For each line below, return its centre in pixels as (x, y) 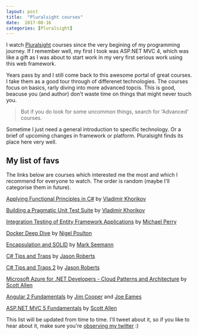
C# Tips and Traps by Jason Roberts (51, 256)
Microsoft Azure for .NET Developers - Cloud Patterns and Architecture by (97, 279)
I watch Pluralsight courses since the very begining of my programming (93, 45)
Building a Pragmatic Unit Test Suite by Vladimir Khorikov (76, 210)
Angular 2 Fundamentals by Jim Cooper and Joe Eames (74, 297)
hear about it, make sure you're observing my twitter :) (72, 326)
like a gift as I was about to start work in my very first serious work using (95, 57)
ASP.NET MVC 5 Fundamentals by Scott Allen (61, 308)
